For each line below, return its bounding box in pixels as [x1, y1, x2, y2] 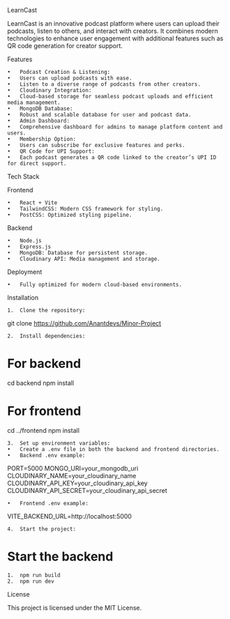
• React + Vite [7, 199, 58, 206]
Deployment [7, 268, 43, 276]
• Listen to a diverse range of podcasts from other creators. [7, 81, 201, 88]
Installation [7, 293, 39, 302]
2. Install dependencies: [7, 333, 86, 339]
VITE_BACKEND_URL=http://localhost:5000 [7, 512, 132, 520]
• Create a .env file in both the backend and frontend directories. [7, 445, 220, 452]
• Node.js [7, 237, 42, 244]
